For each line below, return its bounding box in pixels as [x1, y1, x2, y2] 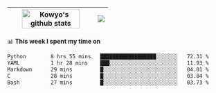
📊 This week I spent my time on [7, 37, 101, 45]
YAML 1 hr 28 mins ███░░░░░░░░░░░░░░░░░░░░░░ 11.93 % [7, 59, 209, 67]
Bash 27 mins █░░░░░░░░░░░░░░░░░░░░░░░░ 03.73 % [7, 79, 209, 86]
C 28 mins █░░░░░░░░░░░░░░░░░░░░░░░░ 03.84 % [7, 72, 209, 79]
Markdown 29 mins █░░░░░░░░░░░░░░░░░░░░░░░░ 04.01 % [7, 66, 209, 73]
